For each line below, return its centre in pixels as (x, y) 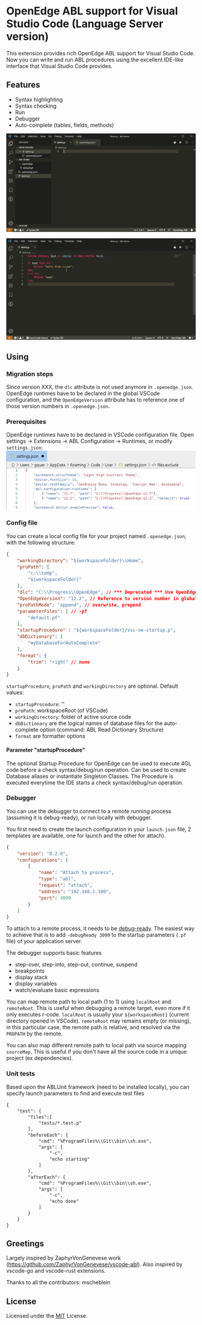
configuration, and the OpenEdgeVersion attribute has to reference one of (96, 399)
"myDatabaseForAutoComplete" (64, 643)
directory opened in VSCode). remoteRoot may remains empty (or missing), (99, 1021)
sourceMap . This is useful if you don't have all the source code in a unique (97, 1052)
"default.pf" (44, 617)
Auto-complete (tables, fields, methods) (64, 125)
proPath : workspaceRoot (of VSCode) (61, 711)
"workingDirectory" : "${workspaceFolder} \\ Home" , (81, 560)
